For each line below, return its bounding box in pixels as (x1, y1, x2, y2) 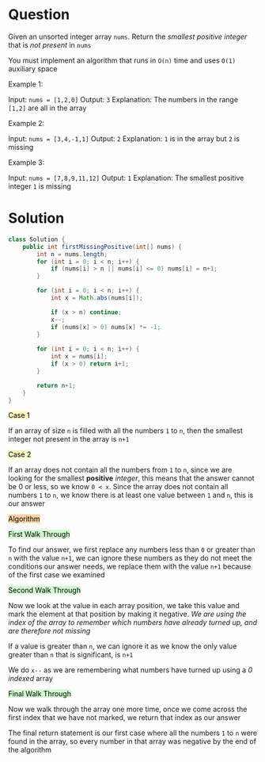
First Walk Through (8, 530, 70, 539)
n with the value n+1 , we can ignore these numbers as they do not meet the (8, 553, 252, 563)
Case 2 (8, 450, 32, 459)
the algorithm (8, 745, 52, 755)
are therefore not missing (8, 626, 91, 636)
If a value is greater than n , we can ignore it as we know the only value (8, 641, 237, 651)
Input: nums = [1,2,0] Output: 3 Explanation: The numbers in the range (8, 94, 239, 104)
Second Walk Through (8, 585, 81, 595)
